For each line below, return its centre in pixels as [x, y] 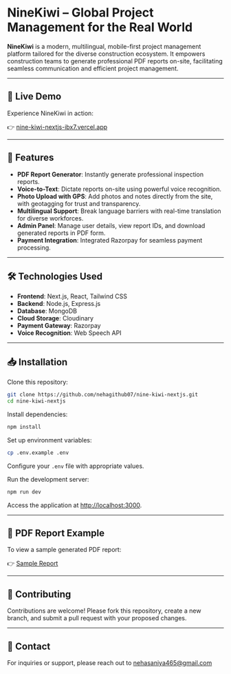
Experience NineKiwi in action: [51, 113]
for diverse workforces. [50, 218]
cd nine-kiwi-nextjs [37, 401]
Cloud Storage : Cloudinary [55, 318]
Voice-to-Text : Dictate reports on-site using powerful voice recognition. [119, 189]
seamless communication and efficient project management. [93, 68]
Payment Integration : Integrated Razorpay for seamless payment [110, 240]
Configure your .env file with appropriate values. [76, 466]
